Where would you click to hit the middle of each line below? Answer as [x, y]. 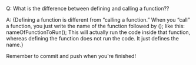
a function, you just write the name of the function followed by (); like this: [96, 26]
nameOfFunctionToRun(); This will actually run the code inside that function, [98, 32]
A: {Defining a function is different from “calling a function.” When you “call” [98, 20]
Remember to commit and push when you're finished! [71, 56]
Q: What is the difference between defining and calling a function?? [88, 8]
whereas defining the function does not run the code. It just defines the [93, 38]
